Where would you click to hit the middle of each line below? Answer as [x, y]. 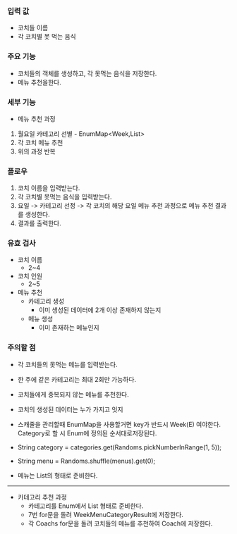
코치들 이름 [33, 28]
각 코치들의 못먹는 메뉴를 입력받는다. [67, 364]
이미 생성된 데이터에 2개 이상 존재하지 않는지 [100, 310]
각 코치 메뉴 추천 [40, 142]
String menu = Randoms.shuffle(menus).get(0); [86, 461]
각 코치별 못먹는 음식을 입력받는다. [65, 197]
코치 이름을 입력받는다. [49, 188]
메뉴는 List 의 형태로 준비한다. [57, 475]
